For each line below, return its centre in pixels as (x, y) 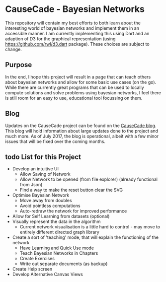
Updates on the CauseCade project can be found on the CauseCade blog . (81, 126)
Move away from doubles (46, 201)
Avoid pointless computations (50, 206)
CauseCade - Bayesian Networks (75, 9)
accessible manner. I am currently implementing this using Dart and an (77, 33)
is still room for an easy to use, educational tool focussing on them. (74, 98)
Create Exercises (37, 259)
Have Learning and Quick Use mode (57, 248)
